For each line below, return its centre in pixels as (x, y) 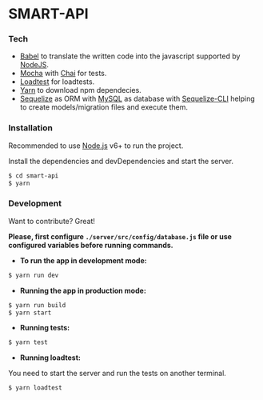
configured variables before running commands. (91, 245)
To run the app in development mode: (83, 260)
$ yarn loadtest (35, 388)
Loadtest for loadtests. (57, 82)
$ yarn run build (37, 305)
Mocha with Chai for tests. (63, 74)
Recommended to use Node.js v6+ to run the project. (96, 146)
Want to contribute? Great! (52, 221)
